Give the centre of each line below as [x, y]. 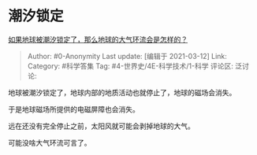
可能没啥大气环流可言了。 [50, 142]
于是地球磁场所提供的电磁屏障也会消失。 [74, 109]
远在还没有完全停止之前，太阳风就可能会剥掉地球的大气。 [101, 126]
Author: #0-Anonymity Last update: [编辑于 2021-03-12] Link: [127, 56]
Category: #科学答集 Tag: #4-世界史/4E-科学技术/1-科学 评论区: [130, 66]
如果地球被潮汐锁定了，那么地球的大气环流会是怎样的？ [98, 39]
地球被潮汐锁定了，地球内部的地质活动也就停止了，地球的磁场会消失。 [122, 92]
